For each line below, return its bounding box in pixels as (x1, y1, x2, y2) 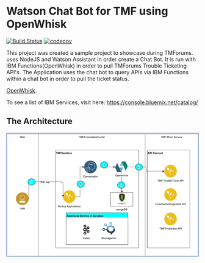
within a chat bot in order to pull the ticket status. (6, 75, 129, 82)
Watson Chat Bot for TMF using (6, 4, 168, 18)
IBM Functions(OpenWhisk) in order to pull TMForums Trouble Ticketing (6, 62, 187, 69)
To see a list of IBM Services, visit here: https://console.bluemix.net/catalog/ (6, 99, 198, 106)
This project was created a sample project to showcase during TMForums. (6, 49, 193, 56)
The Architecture (6, 116, 73, 127)
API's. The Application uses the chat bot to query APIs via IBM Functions (6, 68, 189, 75)
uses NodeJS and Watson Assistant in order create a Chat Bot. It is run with (6, 55, 196, 63)
